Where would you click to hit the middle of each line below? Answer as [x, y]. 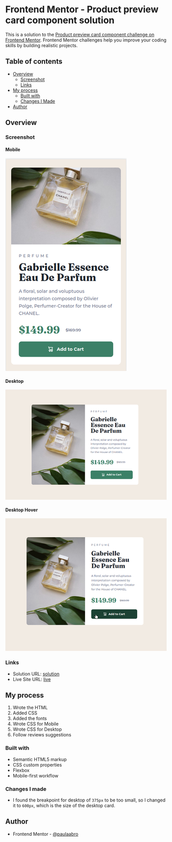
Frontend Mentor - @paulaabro [45, 834]
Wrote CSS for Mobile [36, 724]
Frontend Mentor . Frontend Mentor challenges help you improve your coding [86, 40]
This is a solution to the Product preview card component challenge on [80, 34]
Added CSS [25, 713]
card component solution [60, 20]
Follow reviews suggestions [42, 735]
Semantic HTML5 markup [40, 759]
